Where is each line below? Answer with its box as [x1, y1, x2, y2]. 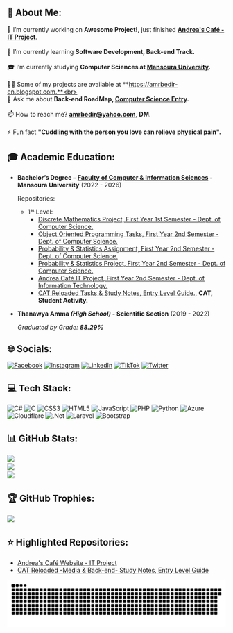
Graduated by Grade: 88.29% [17, 323, 104, 331]
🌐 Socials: [7, 343, 53, 355]
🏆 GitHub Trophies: [7, 493, 95, 505]
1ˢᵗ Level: [27, 208, 53, 216]
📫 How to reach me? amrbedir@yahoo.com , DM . [7, 110, 151, 118]
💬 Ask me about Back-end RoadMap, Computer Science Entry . [7, 94, 189, 103]
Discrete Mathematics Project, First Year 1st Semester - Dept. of [37, 214, 221, 223]
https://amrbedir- [128, 80, 178, 88]
